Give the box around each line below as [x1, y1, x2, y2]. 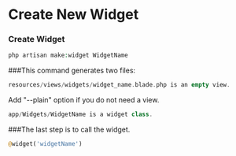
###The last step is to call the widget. [8, 124, 131, 135]
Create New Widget [8, 6, 139, 24]
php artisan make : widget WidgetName [8, 51, 128, 60]
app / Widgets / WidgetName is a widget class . [8, 110, 153, 119]
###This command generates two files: [8, 65, 136, 76]
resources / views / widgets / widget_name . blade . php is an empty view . [8, 81, 230, 89]
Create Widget [8, 34, 65, 45]
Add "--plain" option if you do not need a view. [8, 95, 160, 105]
